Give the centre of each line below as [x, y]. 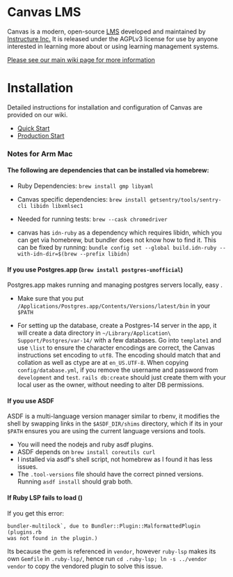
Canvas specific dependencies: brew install [82, 199]
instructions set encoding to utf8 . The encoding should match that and [119, 355]
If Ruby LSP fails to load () [45, 497]
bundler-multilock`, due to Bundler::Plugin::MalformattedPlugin [104, 526]
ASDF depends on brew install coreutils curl [86, 452]
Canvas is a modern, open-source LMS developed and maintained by [106, 31]
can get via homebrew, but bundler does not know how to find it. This [117, 240]
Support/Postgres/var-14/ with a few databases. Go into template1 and [119, 340]
